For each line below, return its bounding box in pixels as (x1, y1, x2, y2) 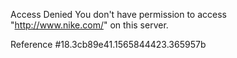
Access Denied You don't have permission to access (10, 9, 227, 20)
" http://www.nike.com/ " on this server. (10, 19, 169, 31)
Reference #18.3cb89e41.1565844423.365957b (10, 39, 207, 50)
